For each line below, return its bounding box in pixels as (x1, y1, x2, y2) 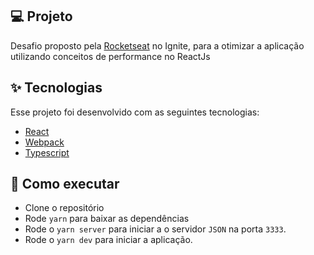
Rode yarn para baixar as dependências (24, 213, 190, 225)
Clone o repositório (24, 202, 105, 214)
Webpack (24, 136, 65, 148)
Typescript (24, 146, 70, 158)
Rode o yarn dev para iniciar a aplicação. (24, 234, 193, 246)
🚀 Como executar (10, 176, 120, 193)
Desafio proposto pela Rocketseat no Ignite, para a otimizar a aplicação (10, 39, 305, 52)
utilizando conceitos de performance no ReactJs (10, 50, 211, 62)
